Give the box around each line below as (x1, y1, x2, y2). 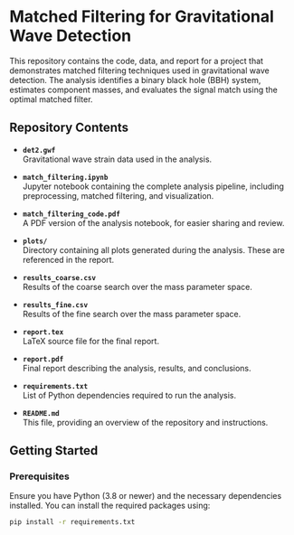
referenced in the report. (22, 254, 115, 265)
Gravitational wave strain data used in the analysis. (22, 154, 213, 164)
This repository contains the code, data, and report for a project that (9, 55, 264, 66)
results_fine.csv (22, 300, 89, 309)
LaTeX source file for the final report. (22, 335, 160, 346)
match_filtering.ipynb (22, 173, 109, 182)
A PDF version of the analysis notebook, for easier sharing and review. (22, 217, 285, 228)
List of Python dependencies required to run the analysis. (22, 390, 237, 400)
